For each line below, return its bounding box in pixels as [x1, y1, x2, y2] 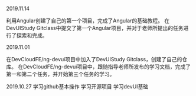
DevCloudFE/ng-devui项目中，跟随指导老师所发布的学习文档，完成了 [22, 63, 191, 70]
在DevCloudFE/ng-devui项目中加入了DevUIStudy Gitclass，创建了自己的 [6, 56, 182, 62]
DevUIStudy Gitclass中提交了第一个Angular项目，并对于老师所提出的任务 [6, 25, 184, 31]
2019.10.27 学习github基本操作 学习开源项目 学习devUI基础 [6, 83, 149, 90]
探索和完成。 [16, 32, 48, 39]
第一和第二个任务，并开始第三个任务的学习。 [6, 71, 115, 77]
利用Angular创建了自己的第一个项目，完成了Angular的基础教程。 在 [6, 17, 170, 24]
